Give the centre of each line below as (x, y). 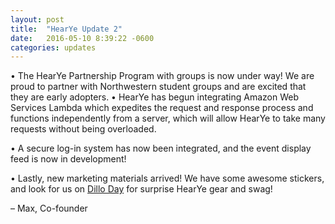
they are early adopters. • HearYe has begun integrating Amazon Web (155, 97)
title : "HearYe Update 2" (66, 29)
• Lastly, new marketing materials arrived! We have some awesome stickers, (167, 178)
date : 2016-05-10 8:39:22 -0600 (82, 38)
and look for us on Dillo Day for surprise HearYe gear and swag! (141, 189)
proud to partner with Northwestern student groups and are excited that (158, 87)
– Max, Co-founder (49, 208)
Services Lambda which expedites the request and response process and (162, 108)
